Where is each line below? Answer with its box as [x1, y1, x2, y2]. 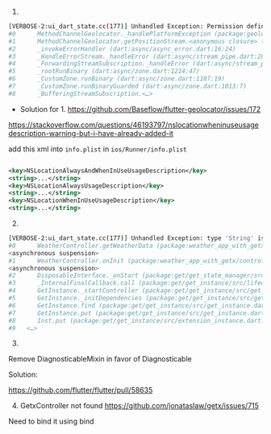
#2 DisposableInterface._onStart [8, 271, 139, 280]
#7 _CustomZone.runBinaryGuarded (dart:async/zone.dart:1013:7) [8, 82, 248, 90]
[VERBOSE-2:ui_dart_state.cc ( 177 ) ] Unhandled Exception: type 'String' [8, 234, 254, 242]
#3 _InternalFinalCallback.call [8, 279, 135, 287]
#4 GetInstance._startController [8, 287, 139, 295]
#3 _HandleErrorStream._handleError [8, 52, 150, 60]
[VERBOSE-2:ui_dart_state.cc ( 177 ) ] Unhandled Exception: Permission [8, 23, 244, 31]
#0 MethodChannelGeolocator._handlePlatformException [8, 30, 211, 38]
